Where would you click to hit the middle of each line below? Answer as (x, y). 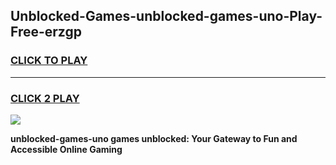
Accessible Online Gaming (66, 149)
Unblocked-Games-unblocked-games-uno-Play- (166, 16)
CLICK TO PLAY (49, 61)
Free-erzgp (46, 32)
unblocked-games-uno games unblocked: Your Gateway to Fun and (154, 138)
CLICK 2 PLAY (45, 98)
